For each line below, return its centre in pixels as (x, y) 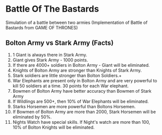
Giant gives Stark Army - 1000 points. (50, 60)
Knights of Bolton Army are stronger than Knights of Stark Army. (77, 70)
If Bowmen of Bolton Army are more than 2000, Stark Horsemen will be (84, 112)
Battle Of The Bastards (52, 9)
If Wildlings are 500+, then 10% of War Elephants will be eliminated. (81, 101)
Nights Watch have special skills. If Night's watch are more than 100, (81, 122)
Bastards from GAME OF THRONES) (42, 27)
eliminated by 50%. (32, 117)
